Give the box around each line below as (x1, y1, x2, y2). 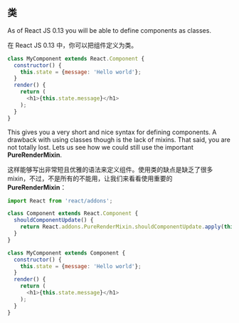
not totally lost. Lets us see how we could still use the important (7, 143, 193, 151)
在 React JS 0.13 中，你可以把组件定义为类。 (7, 41, 137, 49)
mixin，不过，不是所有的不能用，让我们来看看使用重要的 (7, 174, 173, 183)
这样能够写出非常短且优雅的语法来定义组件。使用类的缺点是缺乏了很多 (7, 165, 213, 173)
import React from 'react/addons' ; (7, 197, 113, 205)
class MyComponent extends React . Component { (7, 55, 144, 62)
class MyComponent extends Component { (7, 249, 126, 257)
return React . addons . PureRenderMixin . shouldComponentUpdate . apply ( (20, 223, 224, 230)
